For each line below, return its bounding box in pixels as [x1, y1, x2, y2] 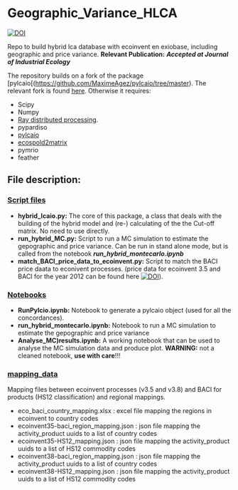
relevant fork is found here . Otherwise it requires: [7, 86, 151, 95]
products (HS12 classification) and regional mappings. [7, 393, 166, 402]
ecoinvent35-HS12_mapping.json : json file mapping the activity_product [17, 437, 230, 446]
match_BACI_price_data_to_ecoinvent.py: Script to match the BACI [17, 256, 218, 265]
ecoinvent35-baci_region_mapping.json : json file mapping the [17, 422, 201, 430]
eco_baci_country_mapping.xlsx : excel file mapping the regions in [17, 407, 212, 415]
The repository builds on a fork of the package [7, 71, 144, 80]
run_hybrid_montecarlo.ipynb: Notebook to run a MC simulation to [17, 320, 217, 329]
